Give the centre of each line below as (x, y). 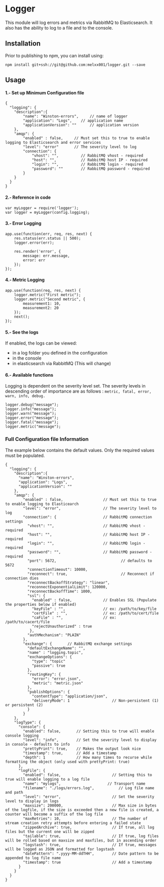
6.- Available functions (29, 375)
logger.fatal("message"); (32, 423)
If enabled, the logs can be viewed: (41, 343)
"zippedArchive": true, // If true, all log (89, 827)
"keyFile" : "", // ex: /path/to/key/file (94, 609)
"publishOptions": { (48, 692)
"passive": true (48, 665)
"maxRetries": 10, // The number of (85, 819)
